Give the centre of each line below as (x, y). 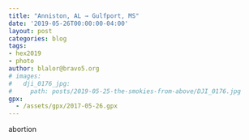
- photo (21, 62)
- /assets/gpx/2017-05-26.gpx (67, 106)
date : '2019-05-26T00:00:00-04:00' (69, 23)
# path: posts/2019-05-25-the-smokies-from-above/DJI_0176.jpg (125, 91)
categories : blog (38, 38)
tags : (17, 46)
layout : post (30, 31)
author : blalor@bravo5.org (54, 69)
